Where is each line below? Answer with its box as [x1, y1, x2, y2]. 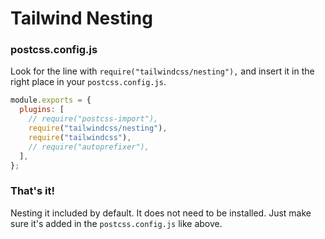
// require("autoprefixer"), [28, 142, 150, 152]
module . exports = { [10, 95, 92, 106]
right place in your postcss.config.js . [10, 76, 167, 88]
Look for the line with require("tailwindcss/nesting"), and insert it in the [10, 65, 315, 77]
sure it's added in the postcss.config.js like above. [10, 217, 223, 229]
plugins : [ [19, 105, 65, 115]
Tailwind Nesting [10, 7, 153, 30]
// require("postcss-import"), [28, 114, 159, 124]
